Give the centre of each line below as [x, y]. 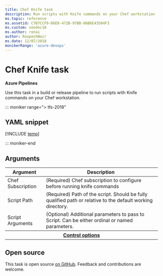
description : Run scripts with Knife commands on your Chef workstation [80, 14]
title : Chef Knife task [29, 9]
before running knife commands [82, 186]
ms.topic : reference [26, 18]
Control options [81, 235]
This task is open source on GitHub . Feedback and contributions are [73, 264]
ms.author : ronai [23, 32]
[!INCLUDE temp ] [22, 134]
